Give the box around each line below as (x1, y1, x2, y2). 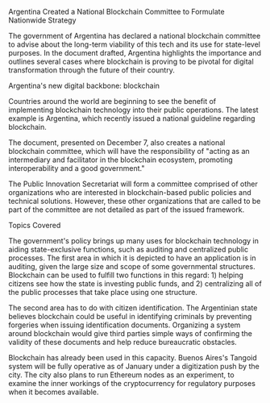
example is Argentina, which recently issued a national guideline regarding (8, 114, 255, 123)
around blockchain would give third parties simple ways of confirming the (8, 329, 252, 338)
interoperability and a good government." (8, 164, 145, 172)
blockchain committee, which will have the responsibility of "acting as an (8, 147, 250, 156)
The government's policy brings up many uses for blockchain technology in (8, 236, 260, 245)
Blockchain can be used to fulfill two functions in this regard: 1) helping (8, 270, 243, 280)
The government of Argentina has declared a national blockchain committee (8, 31, 261, 40)
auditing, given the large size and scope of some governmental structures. (8, 262, 255, 271)
